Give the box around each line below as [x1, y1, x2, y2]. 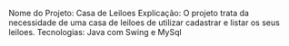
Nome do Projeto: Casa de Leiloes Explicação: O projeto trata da [8, 8, 249, 18]
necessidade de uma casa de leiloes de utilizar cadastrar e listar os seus [8, 17, 281, 28]
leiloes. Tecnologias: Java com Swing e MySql [8, 27, 183, 37]
